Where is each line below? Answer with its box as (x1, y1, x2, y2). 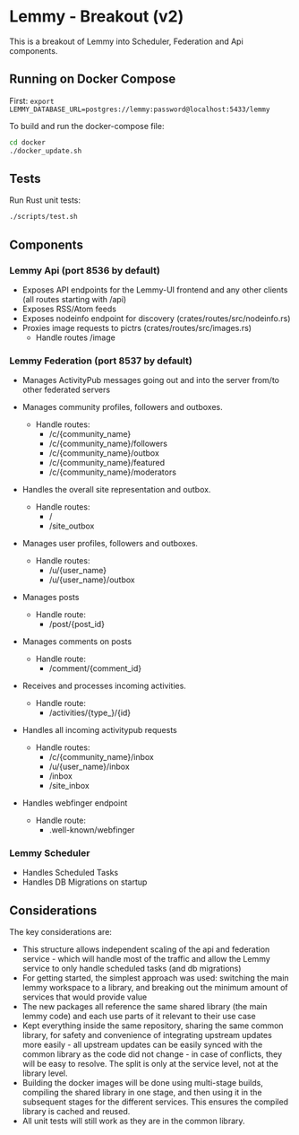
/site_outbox (48, 520, 95, 531)
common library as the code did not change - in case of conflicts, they (21, 1049, 283, 1060)
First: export (9, 95, 55, 106)
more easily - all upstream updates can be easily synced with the (21, 1039, 263, 1051)
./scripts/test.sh (9, 213, 78, 222)
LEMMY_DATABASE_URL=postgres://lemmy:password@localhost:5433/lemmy (9, 105, 270, 114)
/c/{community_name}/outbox (48, 448, 159, 458)
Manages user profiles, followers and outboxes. (21, 538, 199, 549)
